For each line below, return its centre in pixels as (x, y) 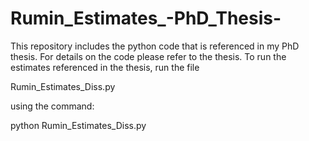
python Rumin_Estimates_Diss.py (78, 125)
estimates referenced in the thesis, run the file (105, 67)
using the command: (52, 106)
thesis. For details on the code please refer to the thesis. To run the (148, 56)
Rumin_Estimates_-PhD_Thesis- (146, 18)
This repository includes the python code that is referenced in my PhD (155, 46)
